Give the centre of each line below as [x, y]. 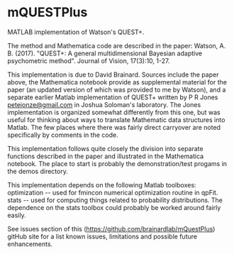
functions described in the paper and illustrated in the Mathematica [106, 156]
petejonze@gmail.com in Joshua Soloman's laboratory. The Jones [104, 104]
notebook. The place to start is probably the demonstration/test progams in [117, 163]
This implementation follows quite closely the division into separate [105, 148]
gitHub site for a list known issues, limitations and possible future [102, 236]
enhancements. [30, 244]
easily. [17, 215]
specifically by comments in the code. [63, 135]
